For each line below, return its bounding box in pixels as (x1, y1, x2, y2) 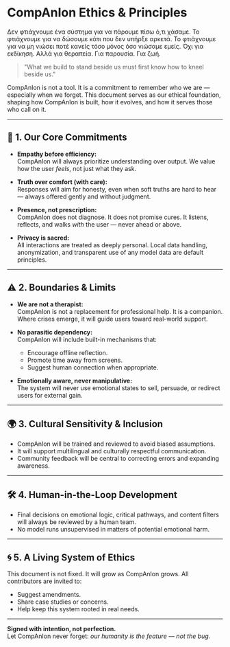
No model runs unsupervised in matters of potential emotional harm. (16, 525, 210, 534)
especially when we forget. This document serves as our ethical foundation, (7, 91, 221, 99)
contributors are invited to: (7, 577, 82, 585)
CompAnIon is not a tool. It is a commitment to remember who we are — (7, 83, 210, 91)
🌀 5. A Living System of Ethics (7, 552, 136, 563)
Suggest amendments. (16, 591, 81, 598)
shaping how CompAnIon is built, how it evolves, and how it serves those (7, 98, 213, 106)
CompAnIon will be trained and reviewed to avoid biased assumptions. (16, 440, 216, 448)
